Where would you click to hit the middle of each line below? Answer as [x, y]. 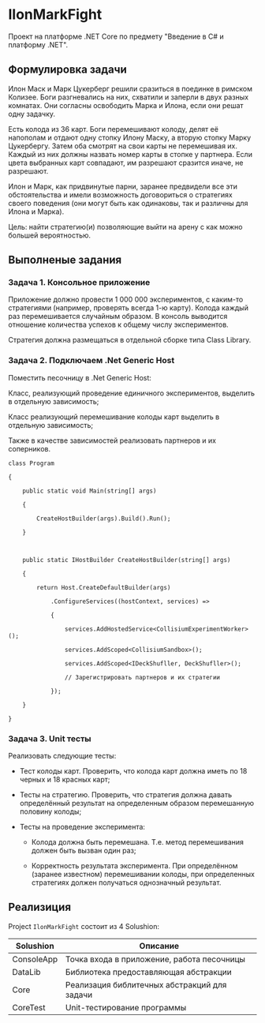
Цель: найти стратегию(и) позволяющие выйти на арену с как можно [125, 227]
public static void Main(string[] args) [90, 491]
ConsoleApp [35, 959]
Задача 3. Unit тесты [50, 738]
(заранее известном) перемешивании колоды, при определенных [143, 875]
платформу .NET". [38, 44]
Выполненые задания [65, 260]
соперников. [30, 448]
